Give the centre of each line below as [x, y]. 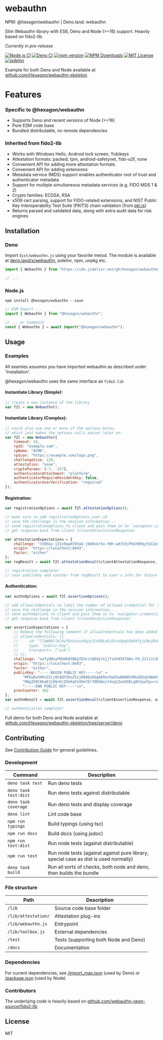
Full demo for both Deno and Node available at [51, 718]
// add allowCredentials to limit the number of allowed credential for [80, 605]
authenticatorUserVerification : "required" [58, 483]
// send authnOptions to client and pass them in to [59, 614]
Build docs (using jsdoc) [75, 834]
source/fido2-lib [21, 1006]
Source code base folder [83, 908]
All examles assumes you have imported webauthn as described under [76, 367]
